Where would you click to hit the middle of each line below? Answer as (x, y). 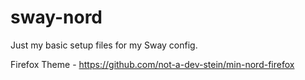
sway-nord (56, 17)
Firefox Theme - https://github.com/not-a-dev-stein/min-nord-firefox (152, 64)
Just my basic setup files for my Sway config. (104, 45)
